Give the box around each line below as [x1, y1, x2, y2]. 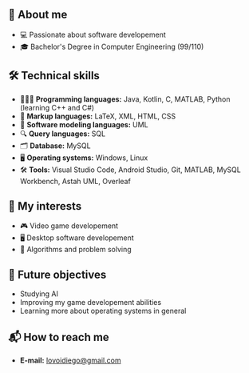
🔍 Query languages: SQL [19, 129, 106, 138]
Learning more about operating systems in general [19, 306, 187, 316]
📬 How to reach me [8, 330, 109, 344]
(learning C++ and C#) [19, 102, 94, 112]
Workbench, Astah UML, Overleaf [19, 176, 132, 186]
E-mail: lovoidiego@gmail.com [19, 355, 121, 365]
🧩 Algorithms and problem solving [19, 245, 132, 255]
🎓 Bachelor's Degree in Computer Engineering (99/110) [19, 42, 204, 51]
